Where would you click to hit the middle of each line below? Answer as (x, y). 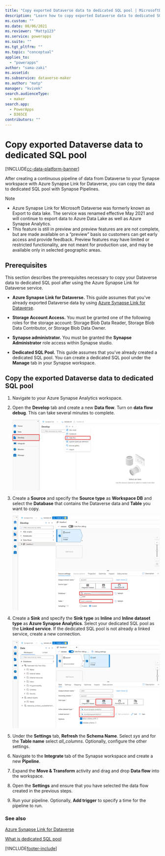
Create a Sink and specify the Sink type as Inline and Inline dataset (81, 618)
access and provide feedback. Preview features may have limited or (81, 239)
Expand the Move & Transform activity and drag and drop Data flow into (86, 771)
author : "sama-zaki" (26, 68)
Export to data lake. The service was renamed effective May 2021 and (83, 213)
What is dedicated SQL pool (33, 839)
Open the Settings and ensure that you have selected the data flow (80, 786)
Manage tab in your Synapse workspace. (54, 363)
